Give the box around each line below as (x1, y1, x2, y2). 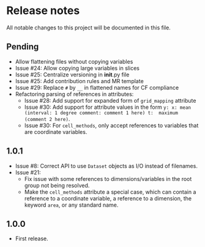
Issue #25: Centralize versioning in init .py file (15, 71, 130, 78)
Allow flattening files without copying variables (15, 57, 133, 65)
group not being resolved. (24, 182, 90, 189)
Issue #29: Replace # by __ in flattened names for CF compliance (15, 84, 179, 91)
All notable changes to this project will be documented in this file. (6, 24, 171, 31)
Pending (6, 42, 39, 52)
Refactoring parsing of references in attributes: (15, 90, 134, 98)
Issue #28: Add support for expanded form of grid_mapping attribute (24, 97, 196, 104)
